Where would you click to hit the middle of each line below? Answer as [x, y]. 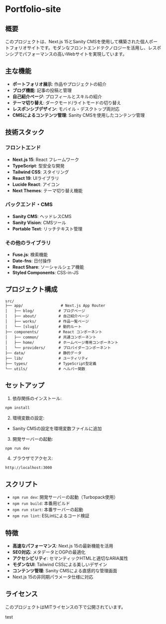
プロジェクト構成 [31, 289]
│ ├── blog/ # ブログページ [45, 311]
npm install [17, 408]
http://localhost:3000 [29, 468]
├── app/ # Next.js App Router [55, 306]
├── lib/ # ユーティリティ [47, 358]
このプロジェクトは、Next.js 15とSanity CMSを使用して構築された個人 [77, 41]
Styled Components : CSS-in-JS [45, 273]
